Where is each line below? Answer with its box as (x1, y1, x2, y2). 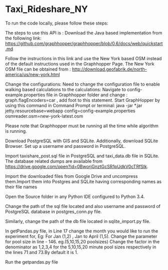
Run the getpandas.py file (5, 259, 58, 265)
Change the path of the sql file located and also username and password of (5, 203, 161, 209)
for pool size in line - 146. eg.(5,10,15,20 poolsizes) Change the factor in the (5, 238, 160, 244)
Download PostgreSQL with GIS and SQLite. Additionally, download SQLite (5, 138, 158, 144)
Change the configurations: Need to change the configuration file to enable (5, 81, 160, 87)
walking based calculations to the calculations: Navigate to (5, 86, 126, 92)
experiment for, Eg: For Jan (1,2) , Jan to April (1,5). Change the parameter (5, 233, 157, 239)
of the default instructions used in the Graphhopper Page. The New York (5, 61, 154, 67)
